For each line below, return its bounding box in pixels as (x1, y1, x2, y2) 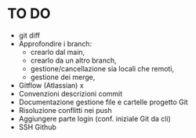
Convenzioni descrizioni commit (18, 89, 123, 98)
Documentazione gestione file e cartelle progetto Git (18, 97, 189, 107)
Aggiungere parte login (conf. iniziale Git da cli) (18, 114, 172, 123)
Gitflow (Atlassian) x (18, 80, 84, 90)
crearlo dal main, (30, 47, 85, 56)
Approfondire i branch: (18, 38, 93, 48)
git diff (18, 31, 41, 40)
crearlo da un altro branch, (30, 56, 117, 65)
